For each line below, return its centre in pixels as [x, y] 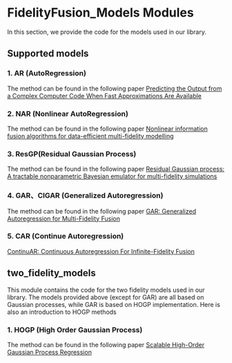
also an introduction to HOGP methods [62, 312]
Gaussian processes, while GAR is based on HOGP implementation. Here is [114, 304]
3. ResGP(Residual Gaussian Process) [72, 153]
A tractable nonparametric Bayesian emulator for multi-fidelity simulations [112, 176]
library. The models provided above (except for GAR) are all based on [106, 297]
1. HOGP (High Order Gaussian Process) [75, 330]
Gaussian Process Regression [49, 352]
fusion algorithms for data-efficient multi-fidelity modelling [90, 136]
